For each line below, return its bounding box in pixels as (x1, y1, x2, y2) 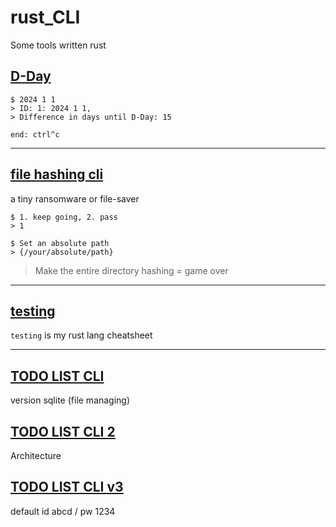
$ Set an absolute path (10, 238, 110, 248)
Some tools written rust (10, 39, 107, 51)
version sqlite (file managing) (10, 394, 131, 406)
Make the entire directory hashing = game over (34, 264, 229, 276)
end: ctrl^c (10, 129, 60, 140)
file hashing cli (10, 166, 104, 183)
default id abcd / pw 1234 (10, 505, 116, 517)
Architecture (10, 450, 62, 461)
